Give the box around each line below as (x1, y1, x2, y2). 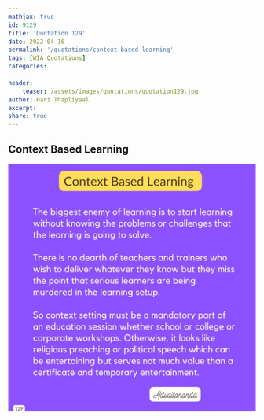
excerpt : (8, 104, 37, 112)
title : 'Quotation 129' (8, 29, 86, 37)
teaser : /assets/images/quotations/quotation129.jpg (22, 87, 199, 95)
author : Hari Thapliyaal (8, 95, 90, 104)
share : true (8, 112, 47, 120)
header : (8, 79, 34, 87)
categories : (8, 63, 47, 71)
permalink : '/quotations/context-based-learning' (8, 46, 174, 54)
